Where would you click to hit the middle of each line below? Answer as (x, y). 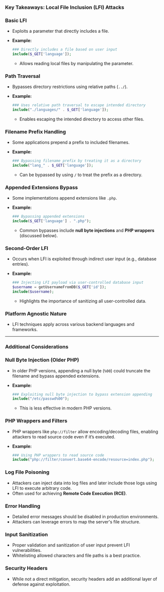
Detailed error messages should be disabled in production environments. (85, 516)
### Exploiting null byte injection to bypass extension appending (82, 394)
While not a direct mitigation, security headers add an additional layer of (84, 579)
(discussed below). (39, 236)
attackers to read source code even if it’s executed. (64, 436)
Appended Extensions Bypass (41, 187)
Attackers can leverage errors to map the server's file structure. (76, 522)
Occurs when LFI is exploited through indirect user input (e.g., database (84, 259)
